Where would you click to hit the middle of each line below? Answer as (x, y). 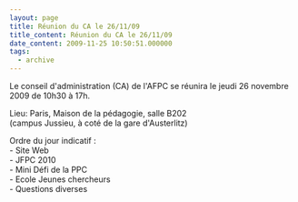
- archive (36, 60)
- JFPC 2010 (33, 160)
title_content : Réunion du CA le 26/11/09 (91, 35)
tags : (20, 52)
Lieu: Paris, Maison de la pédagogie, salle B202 (98, 113)
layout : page (34, 18)
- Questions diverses (49, 189)
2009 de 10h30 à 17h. (50, 96)
